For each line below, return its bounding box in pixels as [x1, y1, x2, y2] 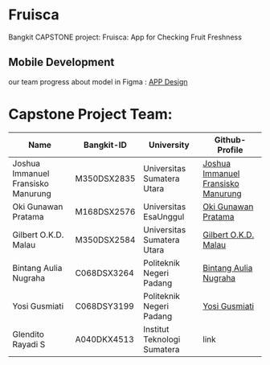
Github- [214, 134, 247, 146]
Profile [217, 144, 243, 155]
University [148, 139, 190, 150]
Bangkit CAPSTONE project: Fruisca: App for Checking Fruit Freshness [8, 32, 243, 42]
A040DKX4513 [75, 334, 134, 345]
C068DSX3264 [75, 267, 134, 278]
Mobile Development [8, 55, 115, 69]
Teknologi [143, 334, 181, 345]
